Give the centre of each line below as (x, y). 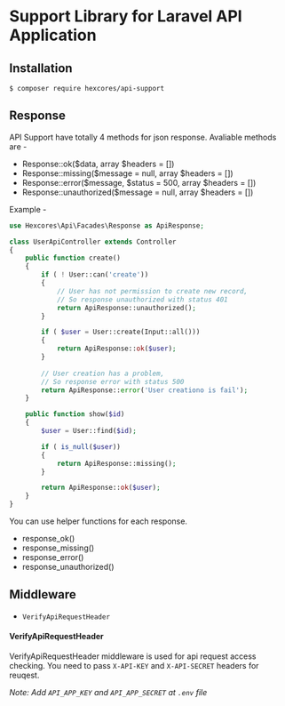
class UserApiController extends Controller (93, 242)
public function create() (73, 258)
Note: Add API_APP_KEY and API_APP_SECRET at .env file (108, 693)
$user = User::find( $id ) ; (89, 431)
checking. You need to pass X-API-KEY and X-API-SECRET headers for (134, 666)
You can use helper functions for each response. (99, 521)
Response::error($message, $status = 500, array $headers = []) (139, 182)
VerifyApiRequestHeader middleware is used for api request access (133, 656)
